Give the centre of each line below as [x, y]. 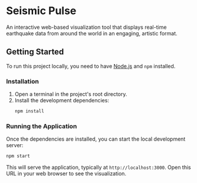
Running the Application [42, 126]
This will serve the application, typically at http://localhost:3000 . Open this [99, 167]
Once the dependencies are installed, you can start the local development [96, 139]
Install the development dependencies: [62, 101]
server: [15, 145]
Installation [23, 81]
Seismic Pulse [41, 11]
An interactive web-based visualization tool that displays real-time [86, 27]
